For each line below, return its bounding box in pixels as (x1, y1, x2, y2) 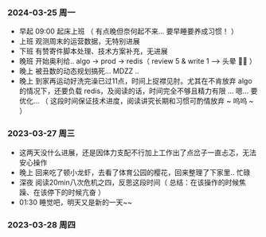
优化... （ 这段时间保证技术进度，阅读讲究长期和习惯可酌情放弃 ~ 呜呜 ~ (18, 96, 254, 106)
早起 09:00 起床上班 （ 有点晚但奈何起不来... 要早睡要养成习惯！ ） (18, 26, 238, 37)
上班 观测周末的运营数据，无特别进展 (18, 37, 140, 46)
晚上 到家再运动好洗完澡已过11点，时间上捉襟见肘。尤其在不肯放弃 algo (18, 76, 252, 86)
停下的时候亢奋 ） (46, 187, 105, 196)
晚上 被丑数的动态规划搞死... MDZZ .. (18, 66, 140, 76)
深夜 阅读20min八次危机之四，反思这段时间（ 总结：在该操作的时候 (18, 177, 240, 187)
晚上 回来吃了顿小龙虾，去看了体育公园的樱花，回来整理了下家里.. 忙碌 (18, 167, 251, 177)
